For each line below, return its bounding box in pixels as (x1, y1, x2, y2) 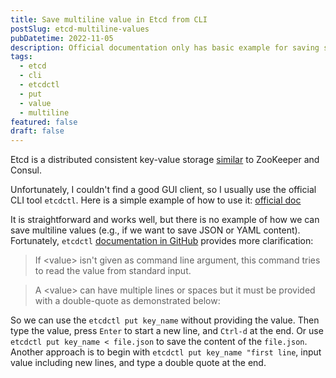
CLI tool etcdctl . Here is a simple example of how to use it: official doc (10, 194, 302, 206)
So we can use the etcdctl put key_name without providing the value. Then (10, 314, 320, 326)
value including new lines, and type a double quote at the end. (10, 357, 267, 369)
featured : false (10, 117, 78, 127)
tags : (10, 52, 33, 62)
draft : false (10, 126, 65, 136)
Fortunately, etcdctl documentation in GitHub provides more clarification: (10, 235, 314, 247)
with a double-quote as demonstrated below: (34, 295, 221, 307)
